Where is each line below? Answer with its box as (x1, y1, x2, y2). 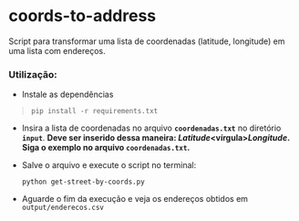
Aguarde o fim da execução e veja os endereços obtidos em (21, 194, 248, 205)
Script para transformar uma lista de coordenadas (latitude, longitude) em (8, 36, 285, 47)
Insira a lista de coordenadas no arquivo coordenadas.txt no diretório (21, 122, 282, 133)
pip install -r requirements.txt (30, 107, 159, 116)
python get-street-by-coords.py (21, 177, 145, 187)
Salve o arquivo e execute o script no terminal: (21, 160, 197, 171)
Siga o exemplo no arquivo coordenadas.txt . (21, 142, 191, 153)
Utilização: (8, 68, 57, 80)
